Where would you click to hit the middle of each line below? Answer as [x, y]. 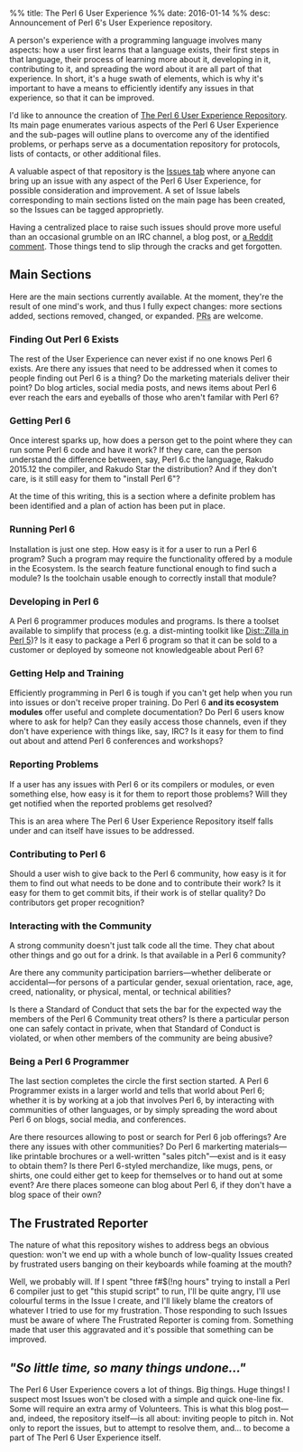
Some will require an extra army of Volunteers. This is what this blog [136, 1409]
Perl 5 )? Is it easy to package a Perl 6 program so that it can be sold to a [143, 640]
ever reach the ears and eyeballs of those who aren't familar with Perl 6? [144, 398]
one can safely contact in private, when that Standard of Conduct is [135, 1029]
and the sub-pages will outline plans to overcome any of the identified [139, 134]
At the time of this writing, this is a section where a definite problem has [142, 496]
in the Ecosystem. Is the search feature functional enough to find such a [143, 568]
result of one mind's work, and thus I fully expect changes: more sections [146, 306]
